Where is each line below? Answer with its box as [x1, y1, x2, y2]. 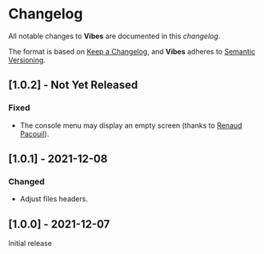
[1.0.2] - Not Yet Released [8, 78, 138, 92]
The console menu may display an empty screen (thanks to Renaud [19, 121, 242, 130]
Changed [8, 176, 46, 187]
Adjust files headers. [19, 194, 88, 204]
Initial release [8, 239, 52, 248]
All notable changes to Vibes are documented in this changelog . [8, 31, 221, 41]
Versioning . [8, 55, 46, 65]
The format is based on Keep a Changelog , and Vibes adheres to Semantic [8, 46, 256, 56]
